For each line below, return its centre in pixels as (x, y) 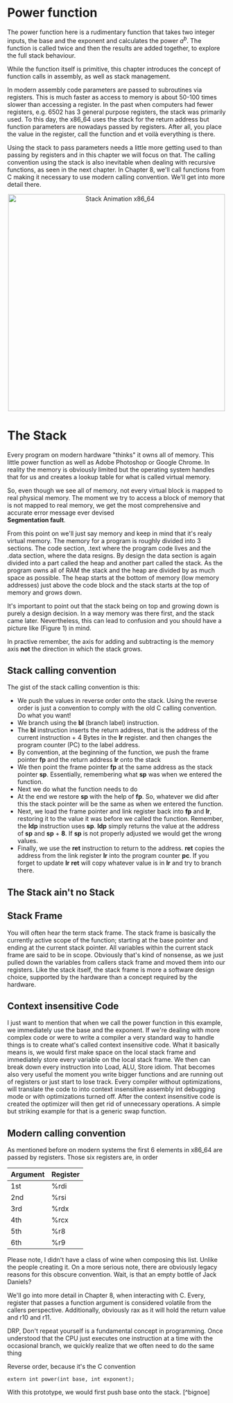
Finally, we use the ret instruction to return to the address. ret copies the (121, 848)
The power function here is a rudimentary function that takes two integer (111, 32)
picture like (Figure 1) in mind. (49, 628)
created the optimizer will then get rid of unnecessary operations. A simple (114, 1104)
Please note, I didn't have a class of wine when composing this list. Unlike (113, 1260)
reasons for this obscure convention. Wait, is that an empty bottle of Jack (112, 1275)
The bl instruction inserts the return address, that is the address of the (118, 730)
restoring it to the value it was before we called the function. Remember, (120, 819)
